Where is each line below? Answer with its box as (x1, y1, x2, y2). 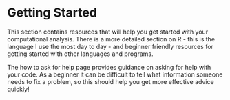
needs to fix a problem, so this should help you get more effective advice (7, 77, 215, 86)
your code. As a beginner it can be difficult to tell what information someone (7, 70, 223, 79)
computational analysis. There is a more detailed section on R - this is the (7, 34, 216, 43)
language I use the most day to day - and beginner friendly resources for (7, 42, 213, 50)
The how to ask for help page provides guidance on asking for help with (7, 63, 211, 71)
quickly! (7, 85, 30, 93)
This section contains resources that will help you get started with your (7, 28, 209, 36)
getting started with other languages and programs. (7, 50, 154, 58)
